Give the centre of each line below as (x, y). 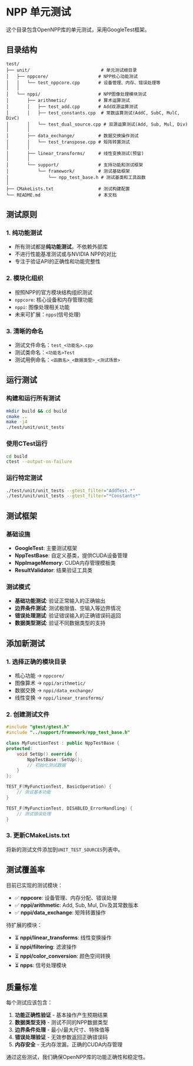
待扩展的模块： (24, 925)
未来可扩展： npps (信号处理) (48, 314)
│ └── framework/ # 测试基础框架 (68, 171)
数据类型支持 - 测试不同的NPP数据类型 (61, 1022)
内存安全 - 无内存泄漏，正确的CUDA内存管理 (69, 1045)
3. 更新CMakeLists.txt (38, 835)
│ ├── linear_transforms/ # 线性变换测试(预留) (75, 153)
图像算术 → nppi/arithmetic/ (50, 683)
